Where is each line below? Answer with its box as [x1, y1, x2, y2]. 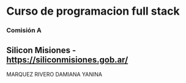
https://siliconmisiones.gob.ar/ [6, 54, 128, 65]
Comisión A [6, 26, 42, 35]
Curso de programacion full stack [6, 4, 180, 18]
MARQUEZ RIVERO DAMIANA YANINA [6, 70, 103, 78]
